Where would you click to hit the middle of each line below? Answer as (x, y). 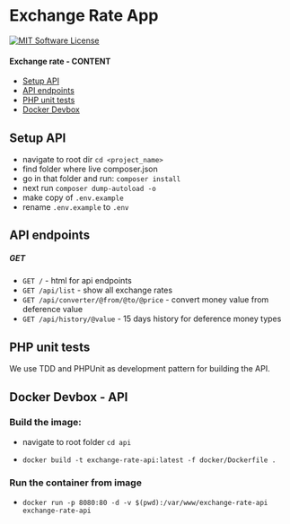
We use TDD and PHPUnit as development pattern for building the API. (140, 369)
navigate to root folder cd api (77, 441)
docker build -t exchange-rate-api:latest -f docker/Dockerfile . (149, 460)
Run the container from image (75, 483)
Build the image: (46, 423)
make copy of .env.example (73, 197)
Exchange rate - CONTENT (60, 61)
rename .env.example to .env (75, 206)
